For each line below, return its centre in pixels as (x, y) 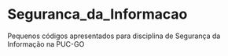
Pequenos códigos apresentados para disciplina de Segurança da (114, 36)
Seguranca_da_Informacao (97, 14)
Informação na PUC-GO (46, 44)
